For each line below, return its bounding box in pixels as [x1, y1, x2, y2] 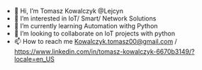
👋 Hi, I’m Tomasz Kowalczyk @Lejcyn [13, 7, 124, 15]
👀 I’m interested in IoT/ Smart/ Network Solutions [13, 14, 157, 23]
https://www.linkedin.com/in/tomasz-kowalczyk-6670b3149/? [13, 47, 195, 56]
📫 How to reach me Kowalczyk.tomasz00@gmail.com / [13, 37, 177, 45]
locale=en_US [13, 55, 55, 63]
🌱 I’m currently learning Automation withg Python [13, 22, 158, 30]
